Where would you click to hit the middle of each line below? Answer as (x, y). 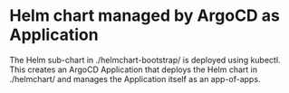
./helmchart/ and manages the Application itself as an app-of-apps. (135, 79)
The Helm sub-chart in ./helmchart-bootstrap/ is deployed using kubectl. (145, 60)
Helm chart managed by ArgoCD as (145, 16)
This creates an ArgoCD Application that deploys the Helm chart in (134, 70)
